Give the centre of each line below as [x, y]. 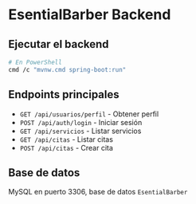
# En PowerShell [35, 62]
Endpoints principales [64, 94]
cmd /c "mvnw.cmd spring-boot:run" [67, 69]
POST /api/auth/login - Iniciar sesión [81, 122]
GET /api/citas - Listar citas [67, 139]
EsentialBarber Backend [90, 15]
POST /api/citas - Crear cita [67, 147]
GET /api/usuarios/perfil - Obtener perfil [89, 114]
